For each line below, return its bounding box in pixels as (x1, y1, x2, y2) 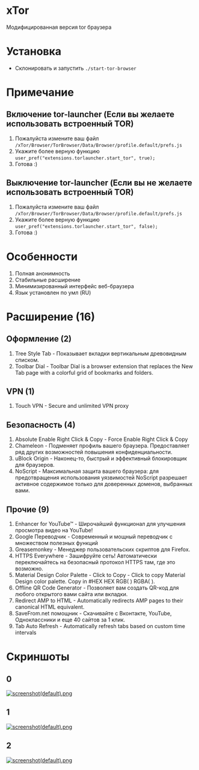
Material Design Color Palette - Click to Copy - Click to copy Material (14, 571, 185, 579)
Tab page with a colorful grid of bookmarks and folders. (14, 369, 154, 376)
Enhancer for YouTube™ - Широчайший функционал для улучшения (14, 520, 186, 528)
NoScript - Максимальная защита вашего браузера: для (14, 467, 159, 475)
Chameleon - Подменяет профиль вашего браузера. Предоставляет (14, 442, 190, 449)
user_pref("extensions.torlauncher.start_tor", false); (14, 223, 158, 229)
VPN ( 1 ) (6, 386, 35, 397)
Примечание (6, 85, 74, 99)
